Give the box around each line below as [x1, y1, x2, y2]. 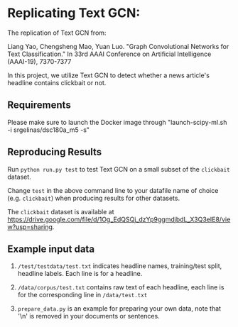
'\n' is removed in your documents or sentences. [17, 312, 160, 321]
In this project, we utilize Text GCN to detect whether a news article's [7, 71, 210, 79]
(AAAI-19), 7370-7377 [7, 57, 72, 65]
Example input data [7, 243, 94, 255]
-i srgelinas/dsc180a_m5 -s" [7, 126, 90, 134]
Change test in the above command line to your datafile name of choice [7, 186, 219, 194]
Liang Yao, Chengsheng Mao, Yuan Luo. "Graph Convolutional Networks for [7, 42, 229, 50]
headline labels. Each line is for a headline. [17, 270, 143, 278]
